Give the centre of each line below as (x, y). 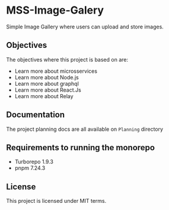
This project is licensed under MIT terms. (56, 201)
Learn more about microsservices (56, 71)
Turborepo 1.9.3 (34, 162)
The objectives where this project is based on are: (67, 59)
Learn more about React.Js (48, 90)
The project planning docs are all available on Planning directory (85, 129)
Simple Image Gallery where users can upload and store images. (85, 27)
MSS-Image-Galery (55, 10)
